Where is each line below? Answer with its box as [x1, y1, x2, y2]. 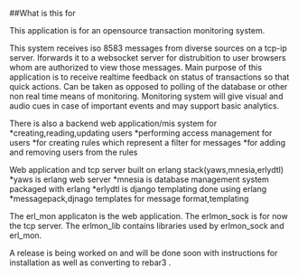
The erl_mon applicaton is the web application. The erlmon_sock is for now [9, 211, 289, 221]
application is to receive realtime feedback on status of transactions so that [9, 72, 290, 82]
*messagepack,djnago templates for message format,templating [9, 194, 249, 204]
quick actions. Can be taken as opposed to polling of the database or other [9, 81, 288, 91]
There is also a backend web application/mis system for [9, 118, 218, 129]
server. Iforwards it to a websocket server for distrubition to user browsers [9, 53, 286, 62]
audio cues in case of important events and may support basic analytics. [9, 100, 280, 111]
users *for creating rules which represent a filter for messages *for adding [9, 138, 286, 148]
